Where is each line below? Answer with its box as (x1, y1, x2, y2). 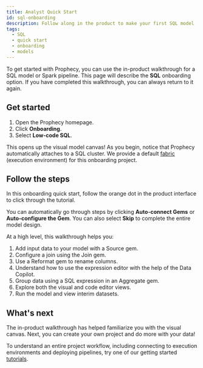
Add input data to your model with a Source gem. (15, 245, 139, 252)
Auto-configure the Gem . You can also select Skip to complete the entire (6, 214, 191, 222)
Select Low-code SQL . (15, 132, 73, 139)
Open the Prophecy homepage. (15, 118, 94, 126)
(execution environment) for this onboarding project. (6, 156, 138, 163)
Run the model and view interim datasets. (15, 290, 119, 297)
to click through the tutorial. (6, 196, 76, 204)
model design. (6, 221, 43, 228)
